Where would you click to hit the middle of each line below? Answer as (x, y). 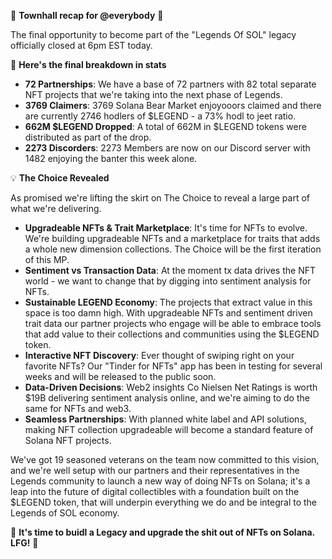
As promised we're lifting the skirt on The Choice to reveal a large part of (160, 198)
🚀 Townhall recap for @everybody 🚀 (87, 15)
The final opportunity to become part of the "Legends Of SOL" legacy (153, 34)
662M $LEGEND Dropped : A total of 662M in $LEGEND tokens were (165, 126)
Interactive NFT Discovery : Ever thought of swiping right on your (159, 355)
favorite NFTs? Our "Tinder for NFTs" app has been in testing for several (173, 366)
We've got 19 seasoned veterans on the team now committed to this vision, (165, 459)
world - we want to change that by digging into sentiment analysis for (168, 281)
